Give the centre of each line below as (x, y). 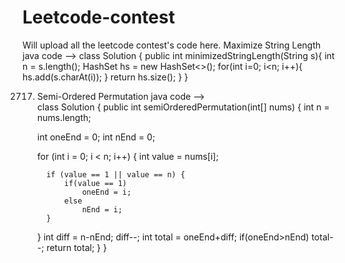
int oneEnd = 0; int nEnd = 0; (96, 137)
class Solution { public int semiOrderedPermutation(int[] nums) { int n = (183, 107)
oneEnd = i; (106, 192)
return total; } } (76, 247)
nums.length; (64, 117)
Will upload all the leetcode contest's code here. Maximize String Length (172, 45)
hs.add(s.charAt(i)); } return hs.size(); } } (105, 77)
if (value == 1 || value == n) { (116, 174)
